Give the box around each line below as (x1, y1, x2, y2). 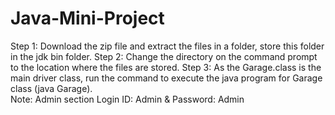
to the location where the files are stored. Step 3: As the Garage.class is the (10, 61, 322, 73)
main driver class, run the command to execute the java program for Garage (10, 72, 323, 84)
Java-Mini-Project (10, 7, 165, 30)
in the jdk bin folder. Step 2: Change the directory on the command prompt (10, 50, 318, 62)
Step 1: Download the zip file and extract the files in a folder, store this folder (10, 40, 325, 52)
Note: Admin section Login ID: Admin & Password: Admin (10, 93, 245, 105)
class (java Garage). (10, 82, 93, 94)
